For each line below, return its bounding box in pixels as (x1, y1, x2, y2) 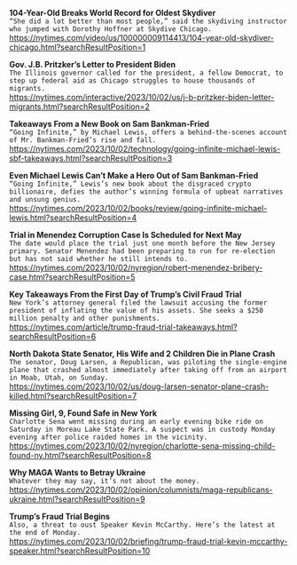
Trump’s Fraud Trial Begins (9, 511, 111, 521)
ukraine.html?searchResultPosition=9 (9, 494, 145, 505)
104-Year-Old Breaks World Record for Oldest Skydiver (9, 8, 216, 18)
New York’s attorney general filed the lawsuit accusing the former (9, 298, 268, 307)
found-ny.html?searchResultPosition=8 (9, 450, 152, 460)
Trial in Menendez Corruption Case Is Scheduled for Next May (9, 230, 242, 240)
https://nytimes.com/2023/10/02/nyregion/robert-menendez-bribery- (9, 262, 263, 273)
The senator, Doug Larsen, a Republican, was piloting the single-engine (9, 358, 288, 367)
